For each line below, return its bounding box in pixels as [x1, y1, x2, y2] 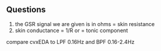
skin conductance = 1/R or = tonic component [14, 27, 128, 34]
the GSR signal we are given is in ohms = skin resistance [14, 20, 155, 27]
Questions [6, 5, 46, 15]
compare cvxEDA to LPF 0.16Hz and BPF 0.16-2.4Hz [6, 38, 135, 45]
